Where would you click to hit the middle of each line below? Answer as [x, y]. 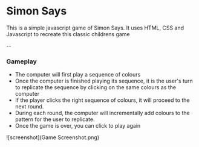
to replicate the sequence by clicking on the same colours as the [96, 87]
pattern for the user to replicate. [55, 119]
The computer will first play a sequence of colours [78, 75]
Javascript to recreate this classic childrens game [68, 34]
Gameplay [22, 61]
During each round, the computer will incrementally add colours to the [103, 113]
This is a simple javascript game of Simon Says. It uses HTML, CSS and [95, 28]
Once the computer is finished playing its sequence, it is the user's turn [104, 81]
